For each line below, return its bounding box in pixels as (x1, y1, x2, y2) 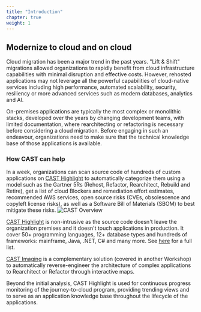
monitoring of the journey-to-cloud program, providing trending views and (6, 286, 190, 293)
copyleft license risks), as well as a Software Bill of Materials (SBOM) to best (6, 200, 195, 208)
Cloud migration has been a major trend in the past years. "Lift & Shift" (6, 58, 180, 65)
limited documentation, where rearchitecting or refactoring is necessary (6, 121, 184, 128)
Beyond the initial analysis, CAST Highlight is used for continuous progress (6, 280, 191, 287)
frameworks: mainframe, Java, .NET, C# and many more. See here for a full (6, 238, 192, 245)
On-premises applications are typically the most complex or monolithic (6, 108, 181, 115)
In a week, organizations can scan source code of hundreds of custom (6, 169, 181, 176)
